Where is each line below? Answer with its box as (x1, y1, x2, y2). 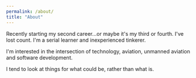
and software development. (6, 54, 73, 61)
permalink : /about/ (6, 8, 54, 15)
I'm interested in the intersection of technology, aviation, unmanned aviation (6, 48, 190, 55)
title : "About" (6, 14, 44, 20)
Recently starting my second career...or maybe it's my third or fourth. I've (6, 30, 184, 37)
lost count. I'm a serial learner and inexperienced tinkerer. (6, 36, 146, 43)
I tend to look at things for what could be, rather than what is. (6, 65, 154, 72)
